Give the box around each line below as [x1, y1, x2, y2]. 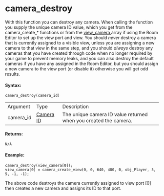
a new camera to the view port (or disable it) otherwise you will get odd [5, 65, 148, 71]
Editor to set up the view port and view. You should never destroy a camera [5, 35, 156, 41]
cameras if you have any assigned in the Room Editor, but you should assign [5, 61, 159, 66]
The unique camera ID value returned [62, 111, 148, 118]
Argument [7, 103, 31, 110]
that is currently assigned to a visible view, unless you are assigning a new [5, 40, 155, 45]
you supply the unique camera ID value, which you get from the [5, 24, 133, 30]
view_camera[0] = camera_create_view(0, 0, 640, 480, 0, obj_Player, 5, [5, 167, 156, 172]
